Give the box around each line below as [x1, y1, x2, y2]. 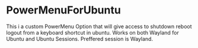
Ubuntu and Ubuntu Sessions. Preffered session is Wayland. [6, 35, 153, 42]
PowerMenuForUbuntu [6, 4, 122, 17]
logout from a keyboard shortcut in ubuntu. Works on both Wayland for [6, 29, 179, 36]
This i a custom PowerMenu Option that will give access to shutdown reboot [6, 23, 192, 30]
